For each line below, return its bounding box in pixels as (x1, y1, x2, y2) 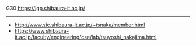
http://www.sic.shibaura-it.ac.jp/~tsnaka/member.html (14, 21, 145, 28)
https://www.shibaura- (14, 28, 69, 34)
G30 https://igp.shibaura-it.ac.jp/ (6, 5, 86, 11)
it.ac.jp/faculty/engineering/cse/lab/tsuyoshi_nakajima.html (14, 34, 157, 40)
